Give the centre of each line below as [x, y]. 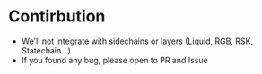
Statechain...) [46, 50]
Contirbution [57, 16]
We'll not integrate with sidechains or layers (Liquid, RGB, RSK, [137, 41]
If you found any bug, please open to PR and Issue [114, 60]
